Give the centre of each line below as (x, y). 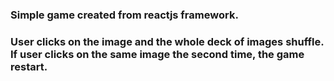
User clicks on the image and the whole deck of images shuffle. (167, 41)
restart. (29, 66)
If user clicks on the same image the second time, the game (157, 54)
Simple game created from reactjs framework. (124, 15)
